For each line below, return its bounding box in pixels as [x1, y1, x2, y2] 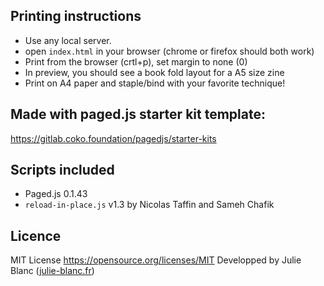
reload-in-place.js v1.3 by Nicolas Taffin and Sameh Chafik [24, 199, 275, 211]
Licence [10, 227, 62, 244]
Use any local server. [24, 34, 112, 46]
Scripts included [10, 162, 115, 179]
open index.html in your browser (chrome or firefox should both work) [24, 45, 315, 57]
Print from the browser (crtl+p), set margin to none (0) [24, 55, 248, 68]
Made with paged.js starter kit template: [10, 106, 266, 123]
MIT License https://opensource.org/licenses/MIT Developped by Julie [10, 254, 302, 266]
